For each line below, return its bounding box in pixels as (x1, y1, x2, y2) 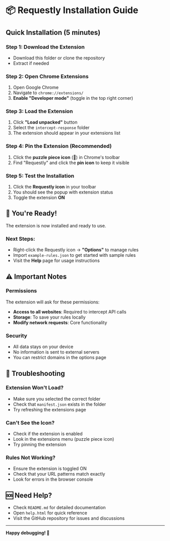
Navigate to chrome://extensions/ (13, 90, 84, 96)
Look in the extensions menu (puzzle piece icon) (13, 436, 115, 442)
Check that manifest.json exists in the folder (13, 401, 106, 407)
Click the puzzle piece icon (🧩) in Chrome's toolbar (13, 154, 120, 160)
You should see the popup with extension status (13, 189, 113, 196)
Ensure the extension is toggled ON (13, 466, 87, 472)
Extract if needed (13, 60, 49, 66)
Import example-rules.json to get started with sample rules (13, 252, 136, 258)
